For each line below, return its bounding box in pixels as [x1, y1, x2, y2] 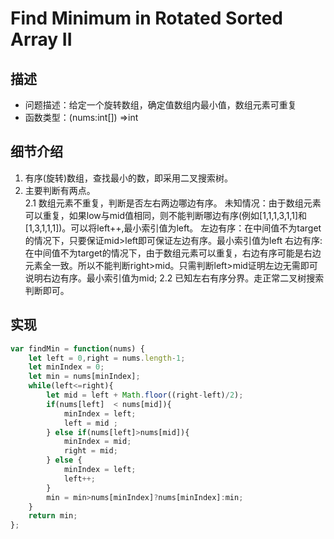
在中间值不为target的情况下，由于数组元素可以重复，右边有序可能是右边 [24, 247, 322, 259]
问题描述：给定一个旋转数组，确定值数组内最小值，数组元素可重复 [24, 99, 297, 111]
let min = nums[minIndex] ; [28, 372, 141, 382]
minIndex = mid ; [63, 437, 132, 447]
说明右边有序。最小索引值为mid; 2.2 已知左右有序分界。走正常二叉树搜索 [24, 272, 325, 284]
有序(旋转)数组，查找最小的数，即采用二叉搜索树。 [24, 172, 234, 184]
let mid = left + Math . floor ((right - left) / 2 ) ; [46, 390, 244, 400]
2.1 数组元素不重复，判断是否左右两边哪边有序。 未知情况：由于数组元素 [24, 197, 322, 209]
